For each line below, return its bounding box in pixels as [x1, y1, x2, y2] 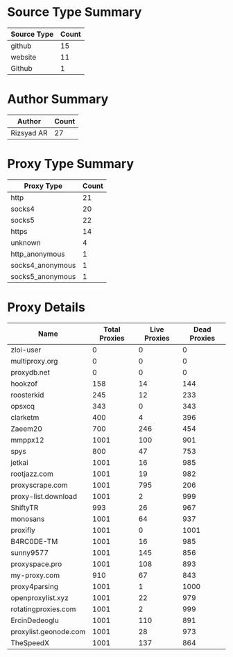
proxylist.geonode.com [10, 626, 86, 636]
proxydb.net [10, 367, 51, 377]
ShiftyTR [10, 502, 39, 512]
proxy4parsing [10, 581, 59, 591]
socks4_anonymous [10, 260, 76, 270]
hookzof [10, 379, 38, 389]
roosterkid [10, 390, 44, 400]
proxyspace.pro [10, 559, 62, 569]
